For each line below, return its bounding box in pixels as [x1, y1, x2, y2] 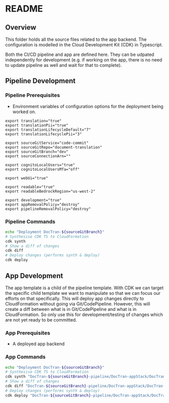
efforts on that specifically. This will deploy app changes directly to [5, 295, 144, 301]
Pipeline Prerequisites [5, 92, 60, 99]
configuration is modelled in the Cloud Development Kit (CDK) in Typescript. [5, 42, 163, 48]
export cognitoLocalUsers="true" [5, 162, 75, 168]
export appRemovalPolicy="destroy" [5, 202, 80, 207]
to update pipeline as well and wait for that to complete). [5, 62, 122, 68]
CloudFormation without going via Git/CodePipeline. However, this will [5, 300, 150, 307]
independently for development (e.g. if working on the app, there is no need [5, 57, 162, 63]
